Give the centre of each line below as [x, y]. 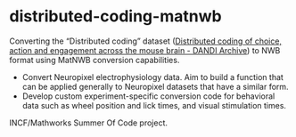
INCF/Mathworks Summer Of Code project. [88, 123]
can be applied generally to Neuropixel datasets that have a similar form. [155, 86]
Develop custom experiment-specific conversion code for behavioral [148, 96]
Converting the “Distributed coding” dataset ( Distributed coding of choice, [146, 41]
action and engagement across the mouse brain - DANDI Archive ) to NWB [145, 50]
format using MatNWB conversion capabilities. [95, 60]
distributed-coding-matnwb [115, 16]
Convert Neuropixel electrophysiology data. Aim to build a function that [152, 77]
